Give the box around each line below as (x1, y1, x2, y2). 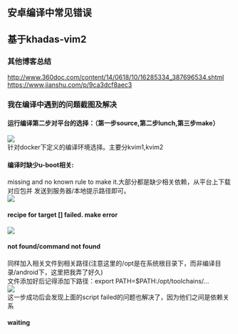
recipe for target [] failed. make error (7, 211, 118, 219)
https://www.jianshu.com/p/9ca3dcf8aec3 (7, 80, 133, 89)
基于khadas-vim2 (7, 33, 87, 45)
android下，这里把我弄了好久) (16, 268, 103, 276)
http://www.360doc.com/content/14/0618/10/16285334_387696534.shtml (7, 73, 224, 82)
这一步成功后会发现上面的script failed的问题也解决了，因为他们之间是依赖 (7, 293, 223, 301)
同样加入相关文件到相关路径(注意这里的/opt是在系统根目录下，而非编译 (7, 259, 215, 267)
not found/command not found (7, 242, 101, 251)
